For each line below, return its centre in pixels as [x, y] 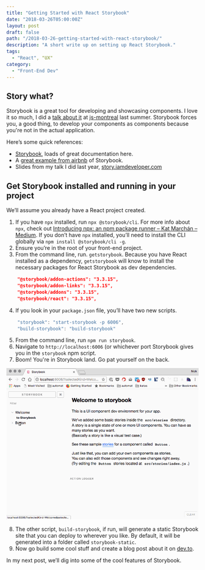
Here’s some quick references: [45, 142]
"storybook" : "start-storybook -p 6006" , [70, 322]
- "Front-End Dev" [35, 71]
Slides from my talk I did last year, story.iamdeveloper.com [88, 167]
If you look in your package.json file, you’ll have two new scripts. [96, 310]
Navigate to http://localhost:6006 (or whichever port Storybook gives [104, 347]
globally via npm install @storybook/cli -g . [71, 241]
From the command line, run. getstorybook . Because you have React [101, 255]
